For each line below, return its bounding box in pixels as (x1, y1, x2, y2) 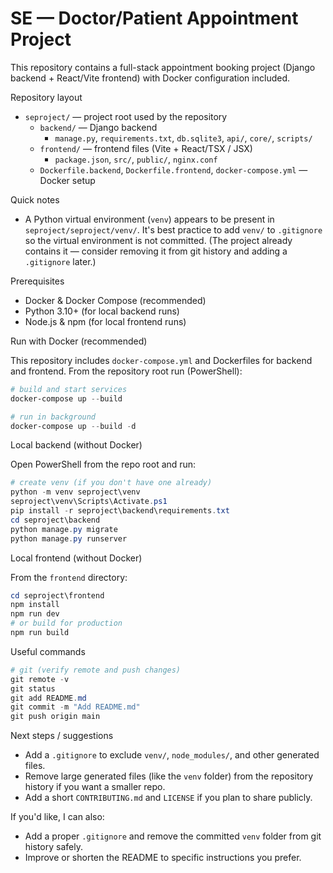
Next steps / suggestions (10, 730, 114, 742)
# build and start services (10, 384, 128, 394)
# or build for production (10, 618, 123, 629)
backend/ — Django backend (39, 121, 158, 133)
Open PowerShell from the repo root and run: (10, 458, 197, 471)
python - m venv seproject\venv (10, 487, 141, 497)
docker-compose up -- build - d (10, 421, 137, 431)
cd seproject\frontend (10, 590, 105, 601)
